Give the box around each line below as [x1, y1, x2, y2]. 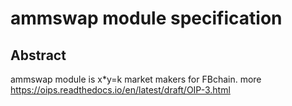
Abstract [10, 47, 67, 64]
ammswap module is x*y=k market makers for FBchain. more [10, 73, 262, 85]
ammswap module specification [10, 7, 283, 30]
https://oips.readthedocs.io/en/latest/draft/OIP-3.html [10, 84, 231, 96]
